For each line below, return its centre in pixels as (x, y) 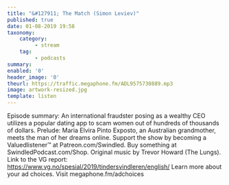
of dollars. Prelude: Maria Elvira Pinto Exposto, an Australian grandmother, (111, 130)
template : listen (32, 97)
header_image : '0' (33, 77)
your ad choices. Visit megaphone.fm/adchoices (75, 174)
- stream (47, 45)
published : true (30, 20)
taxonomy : (21, 33)
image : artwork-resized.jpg (47, 90)
